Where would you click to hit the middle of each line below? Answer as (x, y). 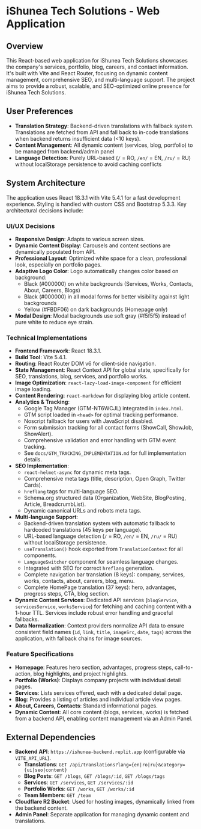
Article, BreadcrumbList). (55, 504)
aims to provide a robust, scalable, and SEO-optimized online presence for (98, 86)
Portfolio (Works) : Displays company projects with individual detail (98, 680)
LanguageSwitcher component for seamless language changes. (101, 562)
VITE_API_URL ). (33, 758)
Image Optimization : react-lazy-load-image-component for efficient (98, 383)
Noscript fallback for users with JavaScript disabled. (89, 421)
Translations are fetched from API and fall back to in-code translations (102, 132)
